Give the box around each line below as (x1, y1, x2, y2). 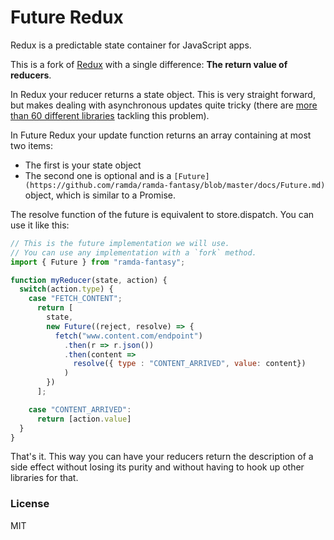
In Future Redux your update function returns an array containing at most (10, 129, 312, 141)
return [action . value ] (36, 414, 132, 424)
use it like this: (10, 219, 70, 231)
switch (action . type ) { (19, 284, 114, 295)
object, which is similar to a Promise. (24, 189, 177, 201)
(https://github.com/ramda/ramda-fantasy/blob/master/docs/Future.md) (24, 180, 326, 190)
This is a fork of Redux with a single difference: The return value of (10, 58, 288, 70)
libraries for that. (10, 472, 79, 484)
